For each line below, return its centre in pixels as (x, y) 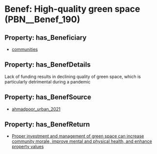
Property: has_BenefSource (48, 97)
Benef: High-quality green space (72, 9)
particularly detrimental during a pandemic (48, 81)
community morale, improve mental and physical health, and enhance (82, 141)
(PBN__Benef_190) (42, 19)
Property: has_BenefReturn (47, 124)
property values (28, 147)
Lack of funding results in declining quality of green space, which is (73, 77)
